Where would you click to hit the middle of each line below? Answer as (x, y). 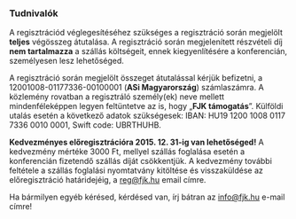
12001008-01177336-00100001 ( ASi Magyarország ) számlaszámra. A (136, 88)
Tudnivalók (34, 13)
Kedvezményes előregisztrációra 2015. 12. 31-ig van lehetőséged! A (136, 142)
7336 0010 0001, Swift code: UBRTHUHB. (86, 125)
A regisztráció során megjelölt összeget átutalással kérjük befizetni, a (136, 78)
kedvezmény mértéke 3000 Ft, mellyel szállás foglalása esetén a (127, 152)
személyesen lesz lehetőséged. (66, 61)
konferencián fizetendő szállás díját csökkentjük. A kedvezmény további (141, 161)
